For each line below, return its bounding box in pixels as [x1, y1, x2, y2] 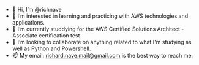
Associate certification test [12, 32, 80, 39]
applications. [12, 19, 45, 26]
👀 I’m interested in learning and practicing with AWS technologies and [12, 12, 189, 20]
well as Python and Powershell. [12, 45, 91, 52]
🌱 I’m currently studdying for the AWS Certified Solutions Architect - [12, 25, 184, 32]
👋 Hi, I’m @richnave [12, 6, 62, 13]
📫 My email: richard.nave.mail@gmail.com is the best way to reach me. [12, 52, 193, 59]
